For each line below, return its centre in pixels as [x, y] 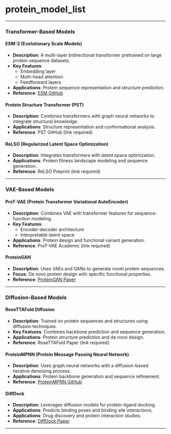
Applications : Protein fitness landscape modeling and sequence [80, 161]
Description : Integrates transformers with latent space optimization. [84, 155]
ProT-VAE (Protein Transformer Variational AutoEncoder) [67, 201]
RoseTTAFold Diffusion [30, 310]
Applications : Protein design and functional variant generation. [79, 240]
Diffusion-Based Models [36, 297]
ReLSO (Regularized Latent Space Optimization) [57, 144]
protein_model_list [46, 9]
